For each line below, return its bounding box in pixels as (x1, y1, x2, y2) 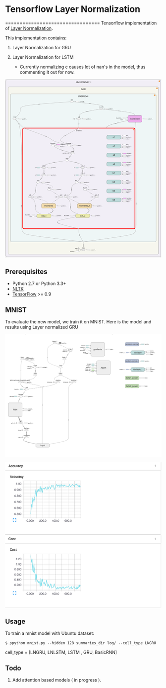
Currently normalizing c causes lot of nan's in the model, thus (19, 64, 146, 70)
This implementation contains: (5, 35, 67, 41)
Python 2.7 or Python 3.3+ (12, 281, 66, 287)
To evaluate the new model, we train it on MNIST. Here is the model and (5, 319, 152, 325)
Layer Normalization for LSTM (12, 54, 74, 60)
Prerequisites (5, 267, 48, 276)
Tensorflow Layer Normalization (5, 3, 140, 15)
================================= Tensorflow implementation (5, 20, 157, 26)
